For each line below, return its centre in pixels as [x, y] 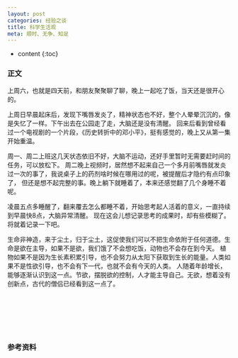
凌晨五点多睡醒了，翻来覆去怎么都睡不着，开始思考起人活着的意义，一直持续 [119, 206]
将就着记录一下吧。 [35, 224]
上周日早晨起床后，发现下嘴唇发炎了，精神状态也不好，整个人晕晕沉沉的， [116, 114]
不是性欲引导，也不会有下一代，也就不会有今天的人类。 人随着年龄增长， [120, 266]
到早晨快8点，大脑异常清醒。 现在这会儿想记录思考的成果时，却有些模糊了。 [119, 215]
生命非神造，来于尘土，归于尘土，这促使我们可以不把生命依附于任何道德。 [116, 239]
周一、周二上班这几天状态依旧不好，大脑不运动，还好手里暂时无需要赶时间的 [119, 156]
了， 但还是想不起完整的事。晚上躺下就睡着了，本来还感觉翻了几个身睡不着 [117, 182]
